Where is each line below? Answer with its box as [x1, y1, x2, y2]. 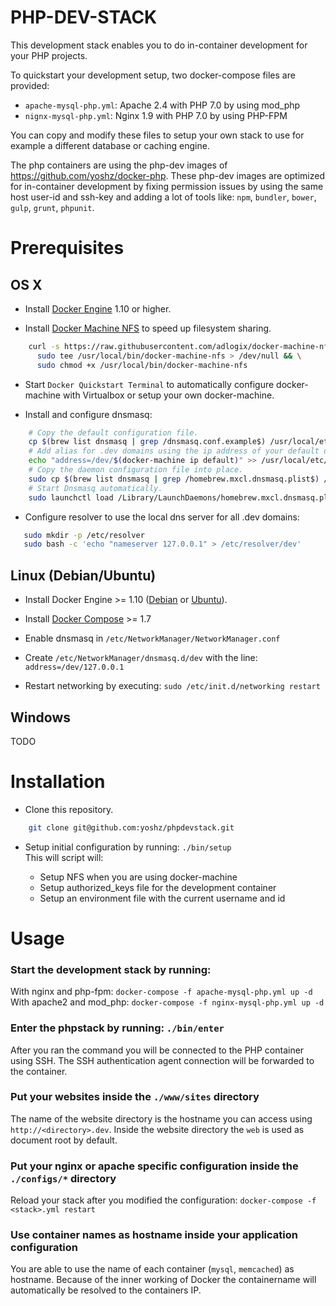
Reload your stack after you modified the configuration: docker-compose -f [10, 1194, 317, 1206]
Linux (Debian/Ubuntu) [10, 567, 157, 584]
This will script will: [24, 851, 104, 863]
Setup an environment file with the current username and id [39, 892, 286, 904]
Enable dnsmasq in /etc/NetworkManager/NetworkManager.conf [24, 632, 281, 645]
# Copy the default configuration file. [28, 427, 199, 438]
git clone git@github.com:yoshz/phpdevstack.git [28, 822, 235, 833]
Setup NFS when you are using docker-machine [39, 871, 238, 883]
